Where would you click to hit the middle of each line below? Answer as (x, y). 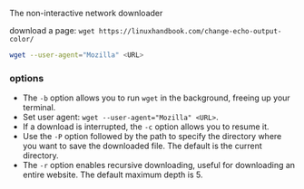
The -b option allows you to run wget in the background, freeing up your (156, 98)
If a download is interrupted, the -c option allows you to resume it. (146, 127)
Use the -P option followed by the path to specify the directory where (152, 137)
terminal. (39, 108)
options (27, 78)
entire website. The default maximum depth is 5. (113, 175)
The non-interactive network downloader (86, 13)
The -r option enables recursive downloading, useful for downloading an (159, 165)
